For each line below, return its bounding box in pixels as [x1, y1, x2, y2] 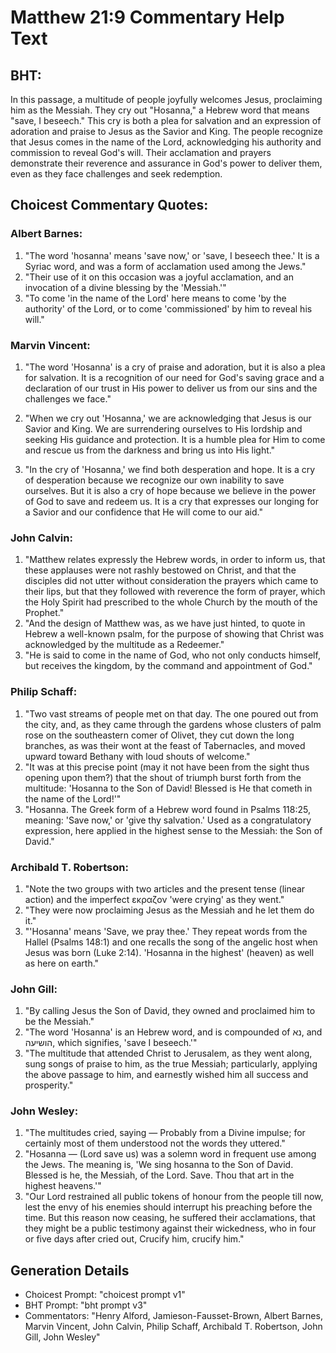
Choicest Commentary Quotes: [10, 197, 209, 214]
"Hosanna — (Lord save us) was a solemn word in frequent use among [24, 1148, 317, 1160]
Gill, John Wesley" [24, 1331, 101, 1343]
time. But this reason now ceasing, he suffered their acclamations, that [24, 1212, 316, 1224]
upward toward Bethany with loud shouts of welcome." [24, 750, 251, 762]
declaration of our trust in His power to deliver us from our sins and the [24, 382, 318, 394]
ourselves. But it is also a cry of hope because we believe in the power [24, 484, 317, 496]
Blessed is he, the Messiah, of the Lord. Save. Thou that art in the [24, 1169, 295, 1181]
